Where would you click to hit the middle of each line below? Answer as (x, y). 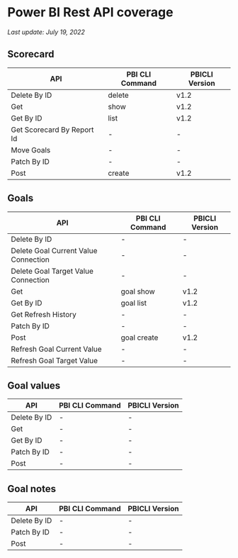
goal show (138, 291)
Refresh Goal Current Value (56, 349)
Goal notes (32, 489)
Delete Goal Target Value (52, 271)
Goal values (34, 385)
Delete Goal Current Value (54, 250)
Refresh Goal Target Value (54, 360)
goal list (134, 303)
